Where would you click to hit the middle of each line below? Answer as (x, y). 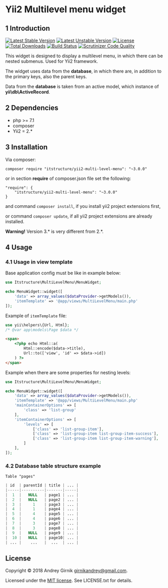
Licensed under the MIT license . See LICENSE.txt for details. (69, 580)
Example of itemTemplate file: (36, 316)
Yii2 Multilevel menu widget (66, 9)
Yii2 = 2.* (22, 131)
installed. (15, 221)
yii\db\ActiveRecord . (28, 92)
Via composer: (21, 159)
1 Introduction (28, 28)
